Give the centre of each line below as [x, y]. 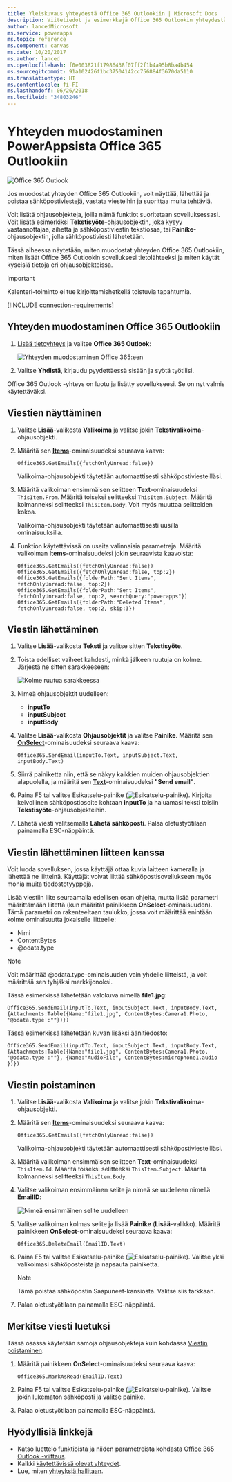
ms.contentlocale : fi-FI [43, 85]
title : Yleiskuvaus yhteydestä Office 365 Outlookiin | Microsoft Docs [112, 14]
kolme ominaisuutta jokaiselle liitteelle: [61, 920]
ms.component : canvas [38, 46]
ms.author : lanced [33, 59]
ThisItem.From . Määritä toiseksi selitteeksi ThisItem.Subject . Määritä [115, 497]
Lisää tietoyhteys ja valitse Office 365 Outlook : [84, 343]
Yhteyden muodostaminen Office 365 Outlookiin [114, 327]
